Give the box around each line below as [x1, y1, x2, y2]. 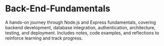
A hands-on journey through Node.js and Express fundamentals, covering [5, 19, 157, 25]
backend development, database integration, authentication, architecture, [5, 24, 156, 30]
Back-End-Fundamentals [5, 3, 111, 14]
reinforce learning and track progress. [5, 35, 83, 41]
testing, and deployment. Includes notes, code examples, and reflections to [5, 30, 160, 36]
